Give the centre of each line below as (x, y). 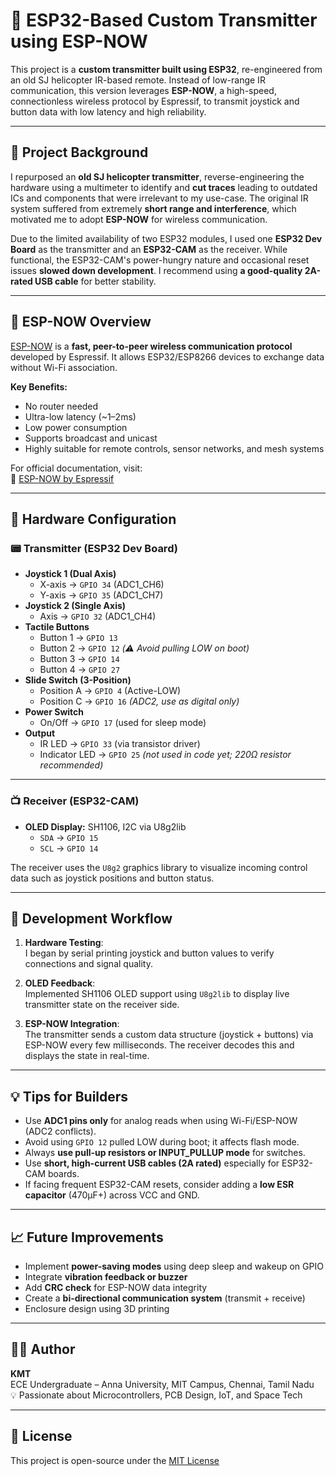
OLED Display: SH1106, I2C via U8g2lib (105, 826)
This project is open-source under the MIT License (115, 1460)
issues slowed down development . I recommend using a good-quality (156, 270)
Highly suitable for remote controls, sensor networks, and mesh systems (174, 448)
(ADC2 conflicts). (60, 1131)
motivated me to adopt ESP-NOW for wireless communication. (139, 219)
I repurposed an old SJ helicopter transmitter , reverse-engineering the (157, 176)
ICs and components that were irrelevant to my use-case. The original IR (159, 198)
